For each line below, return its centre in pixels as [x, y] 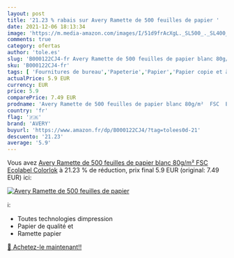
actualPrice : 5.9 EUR [39, 78]
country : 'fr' [28, 111]
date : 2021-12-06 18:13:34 [46, 26]
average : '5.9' [29, 143]
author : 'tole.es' [34, 53]
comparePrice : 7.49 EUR [42, 98]
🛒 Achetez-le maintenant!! [45, 247]
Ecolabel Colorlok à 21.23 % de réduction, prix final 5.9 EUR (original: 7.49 [113, 170]
